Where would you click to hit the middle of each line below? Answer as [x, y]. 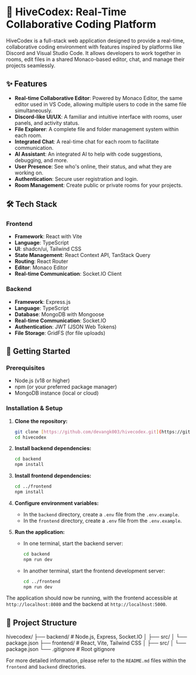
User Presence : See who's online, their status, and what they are [93, 166]
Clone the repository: [41, 421]
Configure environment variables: [56, 503]
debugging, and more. [41, 160]
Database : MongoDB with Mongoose [59, 314]
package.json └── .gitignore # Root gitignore [61, 649]
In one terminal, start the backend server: [73, 543]
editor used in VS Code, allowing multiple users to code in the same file [100, 104]
